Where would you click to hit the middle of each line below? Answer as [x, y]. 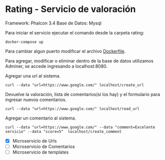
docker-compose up [24, 42]
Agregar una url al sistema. [33, 75]
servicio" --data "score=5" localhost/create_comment [63, 131]
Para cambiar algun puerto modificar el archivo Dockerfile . [65, 51]
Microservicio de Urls [34, 140]
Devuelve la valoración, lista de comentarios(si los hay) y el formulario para [83, 94]
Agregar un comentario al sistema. [41, 118]
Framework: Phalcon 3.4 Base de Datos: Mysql [53, 23]
